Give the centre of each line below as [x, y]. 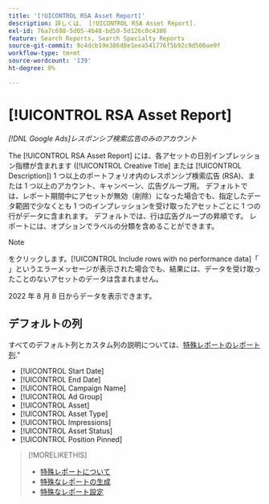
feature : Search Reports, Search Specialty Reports [96, 38]
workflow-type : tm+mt [45, 53]
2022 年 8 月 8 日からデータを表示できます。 [82, 295]
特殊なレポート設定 [72, 491]
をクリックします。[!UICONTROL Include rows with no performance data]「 [133, 258]
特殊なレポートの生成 [75, 481]
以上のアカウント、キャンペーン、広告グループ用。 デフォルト [138, 185]
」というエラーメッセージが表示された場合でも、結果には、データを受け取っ [134, 269]
